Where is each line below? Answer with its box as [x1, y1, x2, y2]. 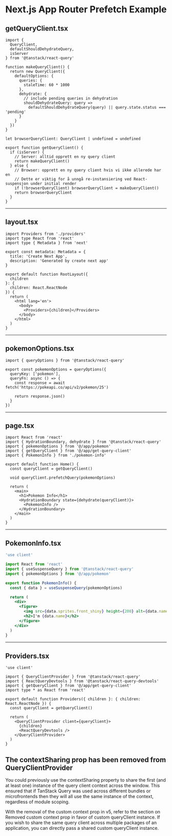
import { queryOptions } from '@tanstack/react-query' [5, 358, 125, 363]
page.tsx [5, 421, 34, 430]
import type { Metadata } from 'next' [5, 240, 88, 246]
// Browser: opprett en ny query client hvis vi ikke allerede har [14, 168, 161, 173]
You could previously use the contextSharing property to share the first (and [5, 777, 166, 783]
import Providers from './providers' [5, 231, 86, 236]
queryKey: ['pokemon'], [10, 371, 60, 376]
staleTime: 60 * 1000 [24, 83, 70, 88]
